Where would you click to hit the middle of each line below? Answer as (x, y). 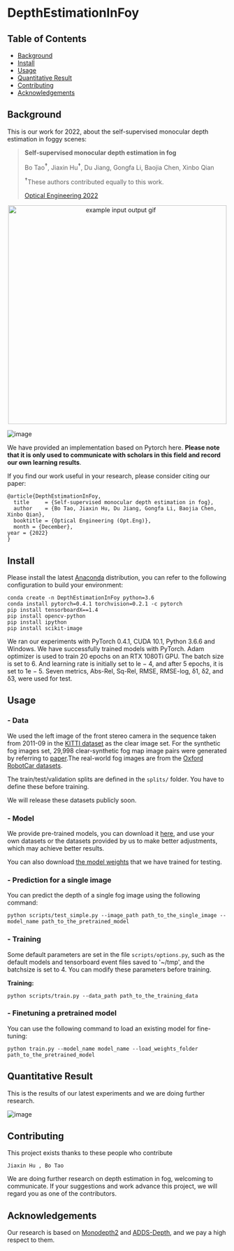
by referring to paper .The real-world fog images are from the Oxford (105, 758)
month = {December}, (43, 527)
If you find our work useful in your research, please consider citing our (109, 476)
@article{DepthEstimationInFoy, (54, 496)
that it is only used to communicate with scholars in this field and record (114, 455)
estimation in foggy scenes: (47, 139)
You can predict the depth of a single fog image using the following (104, 895)
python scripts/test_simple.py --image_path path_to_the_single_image (112, 916)
